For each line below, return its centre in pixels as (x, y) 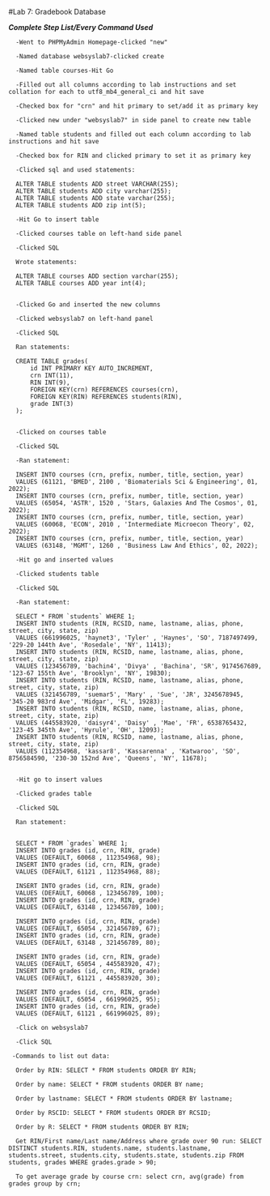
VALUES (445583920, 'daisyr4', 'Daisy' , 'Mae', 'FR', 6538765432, (132, 723)
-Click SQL (34, 1042)
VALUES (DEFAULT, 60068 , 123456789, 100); (90, 893)
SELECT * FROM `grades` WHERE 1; (72, 844)
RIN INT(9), (50, 382)
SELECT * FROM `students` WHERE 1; (76, 617)
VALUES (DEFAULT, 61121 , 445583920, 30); (88, 978)
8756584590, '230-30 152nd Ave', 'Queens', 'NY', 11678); (108, 758)
